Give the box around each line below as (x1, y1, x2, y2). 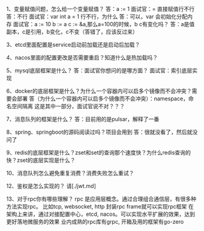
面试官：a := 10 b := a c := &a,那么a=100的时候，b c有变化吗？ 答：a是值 (13, 21, 195, 27)
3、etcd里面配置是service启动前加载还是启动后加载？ (6, 41, 141, 48)
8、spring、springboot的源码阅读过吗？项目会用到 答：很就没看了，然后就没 (6, 128, 198, 136)
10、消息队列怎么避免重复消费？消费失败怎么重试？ (6, 170, 135, 176)
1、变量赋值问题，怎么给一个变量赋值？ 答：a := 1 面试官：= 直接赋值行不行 (6, 5, 195, 12)
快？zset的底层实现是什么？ (6, 157, 76, 164)
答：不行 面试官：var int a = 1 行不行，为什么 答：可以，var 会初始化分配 (6, 13, 188, 20)
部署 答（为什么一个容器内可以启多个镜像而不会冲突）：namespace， (16, 95, 189, 102)
